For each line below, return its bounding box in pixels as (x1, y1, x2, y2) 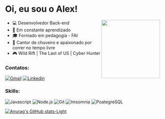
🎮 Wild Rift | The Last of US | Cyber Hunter (12, 50, 101, 56)
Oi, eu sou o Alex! (5, 3, 78, 15)
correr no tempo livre (12, 45, 55, 50)
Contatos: (5, 64, 29, 71)
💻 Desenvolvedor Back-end (12, 20, 70, 25)
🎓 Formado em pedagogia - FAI (12, 32, 78, 38)
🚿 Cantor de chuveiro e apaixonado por (12, 39, 92, 45)
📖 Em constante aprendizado (12, 27, 71, 33)
